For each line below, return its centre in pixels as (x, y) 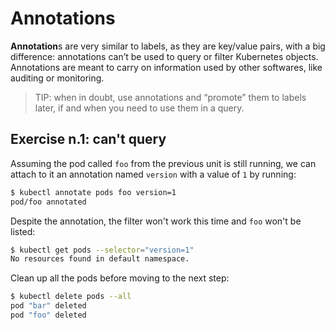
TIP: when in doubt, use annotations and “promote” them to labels (170, 97)
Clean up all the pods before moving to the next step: (120, 278)
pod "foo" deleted (48, 315)
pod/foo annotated (48, 202)
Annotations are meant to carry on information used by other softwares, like (166, 67)
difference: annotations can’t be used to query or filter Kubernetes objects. (164, 56)
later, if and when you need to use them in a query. (139, 108)
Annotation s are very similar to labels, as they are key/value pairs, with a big (168, 46)
